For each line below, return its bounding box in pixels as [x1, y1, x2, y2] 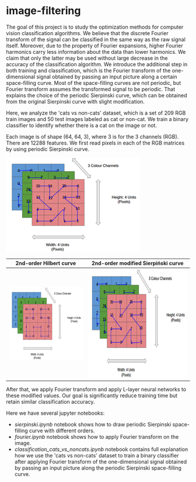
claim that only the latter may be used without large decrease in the [6, 54, 168, 61]
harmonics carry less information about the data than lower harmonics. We [6, 48, 186, 55]
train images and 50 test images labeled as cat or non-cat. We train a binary [6, 115, 188, 122]
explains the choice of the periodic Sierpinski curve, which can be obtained [6, 92, 187, 99]
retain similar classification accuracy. [6, 398, 95, 405]
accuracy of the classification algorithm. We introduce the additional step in [6, 60, 188, 68]
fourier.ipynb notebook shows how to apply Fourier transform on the [14, 433, 179, 440]
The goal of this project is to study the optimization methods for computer [6, 23, 184, 30]
